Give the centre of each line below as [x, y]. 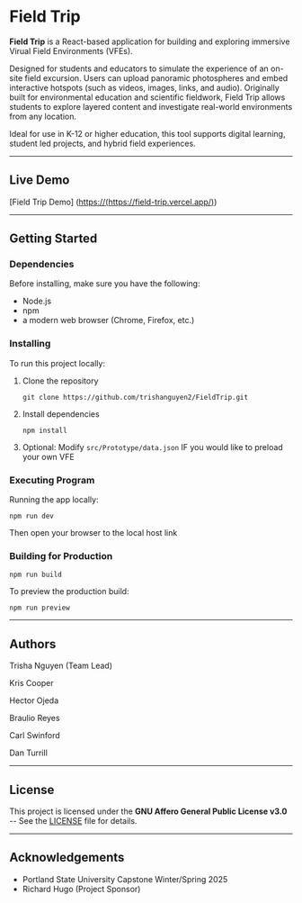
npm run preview [40, 608]
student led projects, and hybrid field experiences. [102, 143]
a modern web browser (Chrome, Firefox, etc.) [108, 321]
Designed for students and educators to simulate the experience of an [139, 68]
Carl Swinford [35, 736]
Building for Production [61, 555]
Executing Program [52, 480]
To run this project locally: [58, 363]
